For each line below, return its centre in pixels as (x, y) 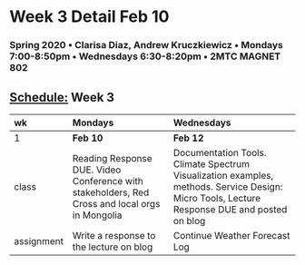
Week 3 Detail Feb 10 (89, 17)
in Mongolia (97, 215)
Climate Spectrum (212, 163)
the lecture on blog (113, 247)
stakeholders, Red (111, 192)
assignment (39, 240)
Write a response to (114, 235)
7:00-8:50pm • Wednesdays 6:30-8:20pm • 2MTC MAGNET (145, 56)
